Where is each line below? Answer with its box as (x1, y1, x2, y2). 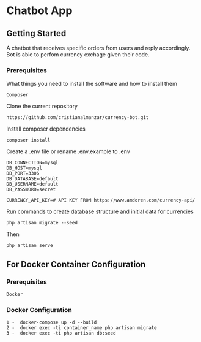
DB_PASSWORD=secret (6, 186, 56, 193)
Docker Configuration (6, 305, 72, 314)
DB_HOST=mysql (6, 165, 43, 172)
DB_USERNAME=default (6, 181, 59, 188)
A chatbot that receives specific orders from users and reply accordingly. (6, 44, 191, 51)
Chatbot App (6, 4, 73, 18)
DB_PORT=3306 (6, 170, 40, 177)
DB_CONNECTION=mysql (6, 160, 59, 166)
